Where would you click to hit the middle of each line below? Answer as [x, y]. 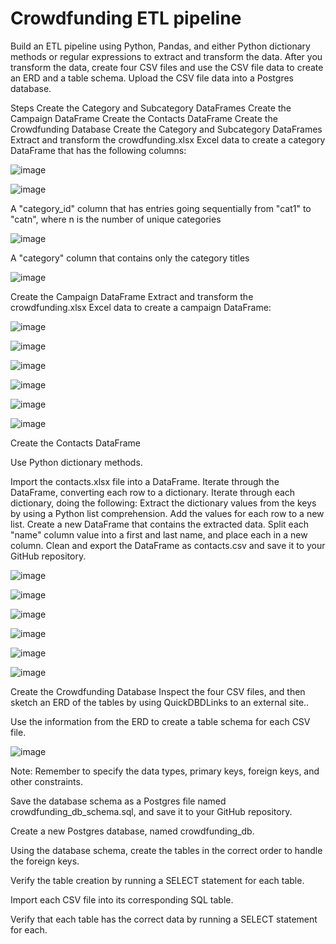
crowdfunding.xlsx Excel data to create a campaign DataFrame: [141, 307]
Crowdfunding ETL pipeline [126, 18]
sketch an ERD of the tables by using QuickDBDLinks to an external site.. [160, 702]
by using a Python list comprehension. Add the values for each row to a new [167, 513]
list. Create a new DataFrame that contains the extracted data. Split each [160, 524]
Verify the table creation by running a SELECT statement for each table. [157, 880]
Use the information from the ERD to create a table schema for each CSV [160, 721]
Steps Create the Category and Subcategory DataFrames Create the [151, 108]
